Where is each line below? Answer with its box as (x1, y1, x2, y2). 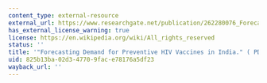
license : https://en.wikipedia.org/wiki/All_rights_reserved (8, 33, 215, 42)
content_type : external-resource (8, 11, 119, 20)
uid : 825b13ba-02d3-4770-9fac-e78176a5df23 (8, 56, 155, 64)
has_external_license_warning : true (8, 26, 130, 34)
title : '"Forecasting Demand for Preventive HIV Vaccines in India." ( (8, 48, 250, 56)
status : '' (8, 41, 44, 49)
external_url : (8, 19, 56, 27)
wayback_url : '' (8, 63, 62, 71)
